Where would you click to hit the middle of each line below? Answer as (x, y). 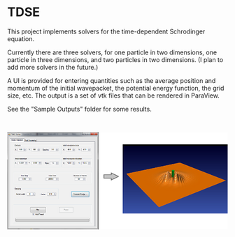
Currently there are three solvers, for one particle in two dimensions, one (112, 52)
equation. (21, 38)
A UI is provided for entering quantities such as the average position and (112, 80)
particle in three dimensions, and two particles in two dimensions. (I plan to (115, 59)
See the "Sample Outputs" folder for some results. (79, 109)
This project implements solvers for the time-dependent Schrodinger (106, 31)
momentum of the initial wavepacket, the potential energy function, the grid (116, 88)
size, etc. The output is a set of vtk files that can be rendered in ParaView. (114, 95)
